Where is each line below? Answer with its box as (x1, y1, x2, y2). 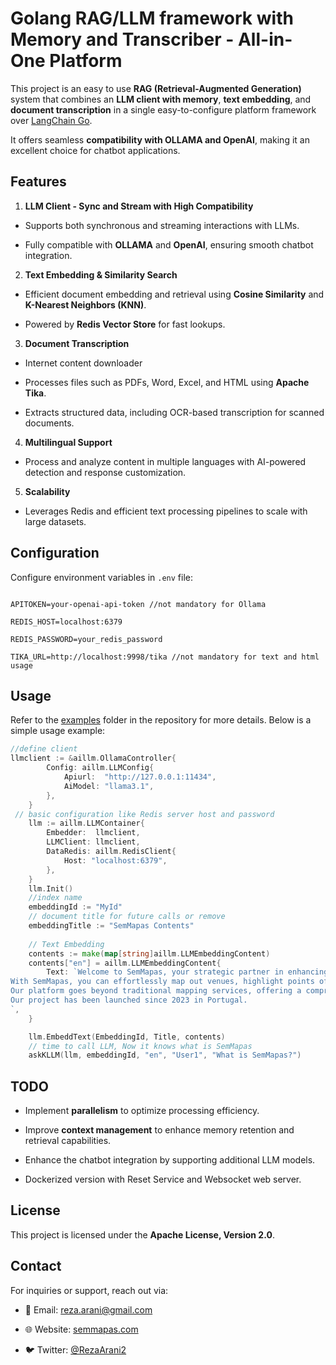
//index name (28, 893, 83, 903)
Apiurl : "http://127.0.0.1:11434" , (63, 772, 217, 782)
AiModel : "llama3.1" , (63, 781, 155, 791)
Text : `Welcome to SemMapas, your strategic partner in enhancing (46, 967, 329, 977)
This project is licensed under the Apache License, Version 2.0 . (10, 1228, 275, 1241)
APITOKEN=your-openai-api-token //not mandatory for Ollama (10, 599, 267, 609)
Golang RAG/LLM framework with (10, 7, 294, 30)
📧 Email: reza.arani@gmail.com (24, 1303, 153, 1316)
